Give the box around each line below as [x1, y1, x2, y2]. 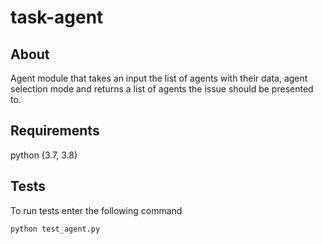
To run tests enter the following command [10, 204, 183, 216]
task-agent [10, 6, 104, 29]
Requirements [10, 122, 100, 140]
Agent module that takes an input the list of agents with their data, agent [10, 72, 308, 84]
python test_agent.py [10, 224, 101, 234]
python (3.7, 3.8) [10, 149, 78, 161]
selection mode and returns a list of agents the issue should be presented [10, 83, 314, 95]
